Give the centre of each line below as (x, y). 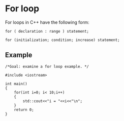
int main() (16, 84)
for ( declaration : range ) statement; (47, 31)
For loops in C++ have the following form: (47, 22)
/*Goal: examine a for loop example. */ (47, 66)
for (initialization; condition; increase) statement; (62, 40)
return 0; (24, 110)
